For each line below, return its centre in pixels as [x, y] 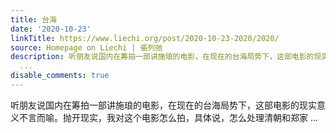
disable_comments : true [60, 76]
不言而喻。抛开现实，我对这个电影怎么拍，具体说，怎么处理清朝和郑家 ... [168, 117]
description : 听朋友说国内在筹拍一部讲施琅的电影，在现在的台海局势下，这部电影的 [162, 57]
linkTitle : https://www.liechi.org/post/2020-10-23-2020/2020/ [145, 38]
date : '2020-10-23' [51, 29]
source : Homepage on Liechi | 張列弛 [86, 47]
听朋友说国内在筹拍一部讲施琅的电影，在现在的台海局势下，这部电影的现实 [163, 105]
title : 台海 [33, 19]
